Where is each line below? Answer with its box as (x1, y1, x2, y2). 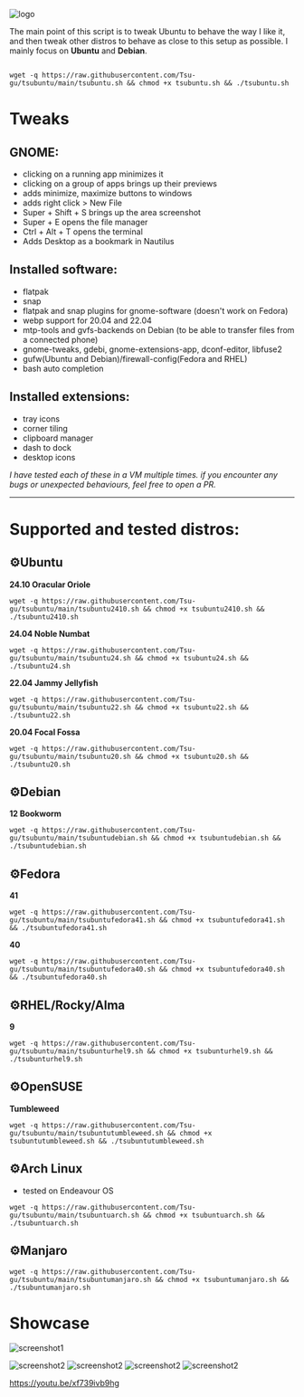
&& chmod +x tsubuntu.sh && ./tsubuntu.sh (126, 79, 290, 88)
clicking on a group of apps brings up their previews (22, 178, 217, 189)
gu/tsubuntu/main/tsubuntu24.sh (9, 653, 131, 662)
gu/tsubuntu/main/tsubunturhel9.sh (9, 1047, 144, 1056)
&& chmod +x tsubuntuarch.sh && (143, 1211, 265, 1220)
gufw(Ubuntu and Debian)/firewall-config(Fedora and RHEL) (22, 353, 248, 364)
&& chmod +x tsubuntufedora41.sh (158, 916, 285, 925)
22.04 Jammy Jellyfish (9, 677, 99, 688)
